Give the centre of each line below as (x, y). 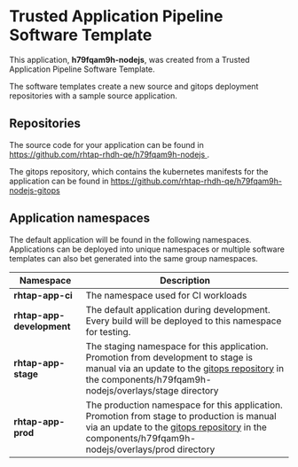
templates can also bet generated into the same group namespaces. (134, 258)
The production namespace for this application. (184, 405)
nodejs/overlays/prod (130, 449)
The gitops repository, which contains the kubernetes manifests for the (139, 171)
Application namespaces (80, 218)
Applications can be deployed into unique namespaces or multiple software (147, 249)
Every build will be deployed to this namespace (184, 321)
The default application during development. (178, 309)
